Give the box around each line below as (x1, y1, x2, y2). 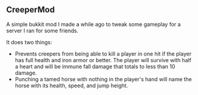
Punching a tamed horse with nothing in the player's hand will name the (14, 75, 192, 82)
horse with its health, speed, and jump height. (14, 82, 128, 89)
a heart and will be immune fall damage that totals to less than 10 (14, 63, 176, 70)
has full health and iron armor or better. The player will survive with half (14, 56, 192, 63)
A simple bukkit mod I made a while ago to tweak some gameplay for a (6, 20, 181, 27)
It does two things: (6, 38, 52, 45)
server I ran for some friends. (6, 27, 79, 34)
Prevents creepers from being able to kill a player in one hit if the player (14, 50, 192, 57)
